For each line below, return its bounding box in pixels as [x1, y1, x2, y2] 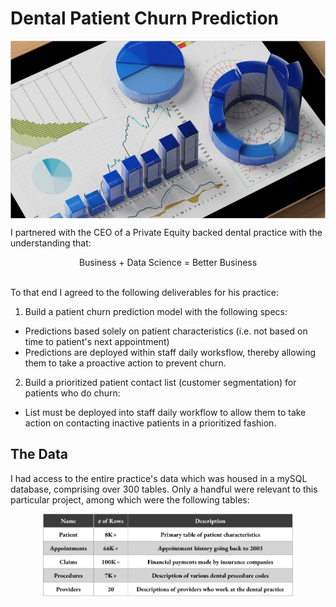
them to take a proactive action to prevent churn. [24, 357, 227, 369]
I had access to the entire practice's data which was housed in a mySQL [10, 472, 308, 484]
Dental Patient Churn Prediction [10, 7, 280, 30]
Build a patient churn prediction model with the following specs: [24, 305, 288, 317]
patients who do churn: [24, 387, 121, 399]
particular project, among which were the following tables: [10, 493, 250, 506]
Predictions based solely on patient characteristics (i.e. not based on [24, 325, 308, 337]
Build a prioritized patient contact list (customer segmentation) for [24, 376, 297, 388]
